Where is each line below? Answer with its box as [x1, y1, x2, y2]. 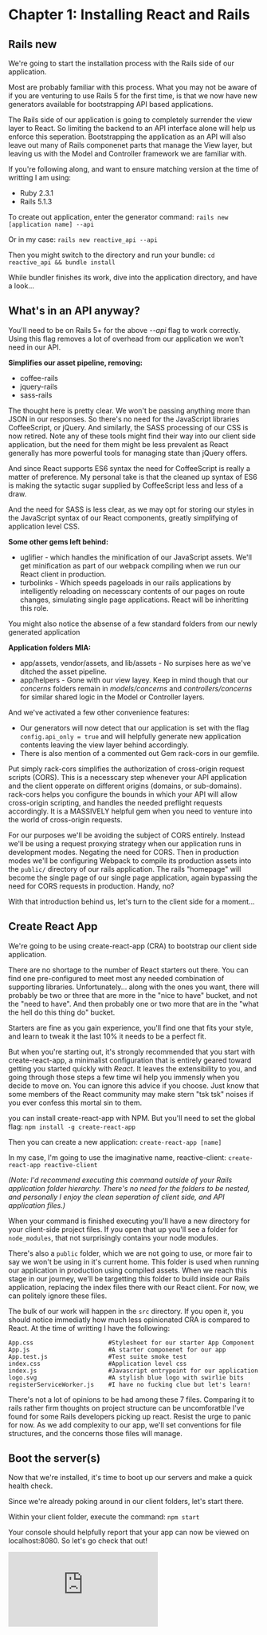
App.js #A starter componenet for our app [8, 1345, 226, 1354]
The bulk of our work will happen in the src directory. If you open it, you [8, 1306, 244, 1316]
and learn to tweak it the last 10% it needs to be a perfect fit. [8, 1031, 207, 1041]
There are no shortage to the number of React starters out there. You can [8, 964, 249, 975]
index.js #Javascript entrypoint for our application [8, 1367, 259, 1375]
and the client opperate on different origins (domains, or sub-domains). [8, 781, 242, 790]
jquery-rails [19, 382, 58, 391]
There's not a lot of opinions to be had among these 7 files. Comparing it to [8, 1395, 255, 1404]
